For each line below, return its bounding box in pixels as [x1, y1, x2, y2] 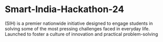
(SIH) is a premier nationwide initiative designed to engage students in [5, 20, 153, 26]
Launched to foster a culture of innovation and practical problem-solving [5, 31, 158, 37]
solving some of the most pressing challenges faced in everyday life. [5, 25, 150, 31]
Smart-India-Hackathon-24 [5, 4, 124, 15]
